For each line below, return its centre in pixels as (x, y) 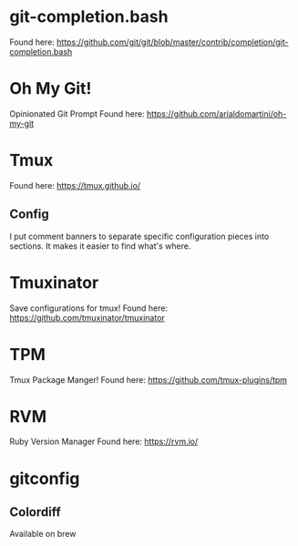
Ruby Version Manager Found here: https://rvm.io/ (104, 442)
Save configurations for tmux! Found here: (89, 308)
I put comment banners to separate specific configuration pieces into (139, 236)
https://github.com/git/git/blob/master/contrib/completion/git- (172, 42)
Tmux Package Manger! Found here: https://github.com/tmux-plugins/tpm (149, 379)
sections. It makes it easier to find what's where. (100, 246)
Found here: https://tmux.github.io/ (75, 185)
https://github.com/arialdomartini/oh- (216, 113)
